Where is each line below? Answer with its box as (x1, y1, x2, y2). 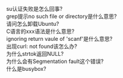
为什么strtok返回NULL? (6, 50, 64, 57)
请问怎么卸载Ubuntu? (6, 20, 59, 27)
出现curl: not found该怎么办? (6, 43, 77, 50)
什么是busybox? (6, 65, 46, 72)
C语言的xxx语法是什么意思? (6, 28, 75, 35)
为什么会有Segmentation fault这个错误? (6, 58, 104, 65)
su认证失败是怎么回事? (6, 5, 63, 12)
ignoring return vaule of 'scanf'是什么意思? (6, 35, 113, 42)
